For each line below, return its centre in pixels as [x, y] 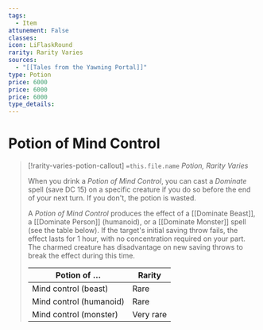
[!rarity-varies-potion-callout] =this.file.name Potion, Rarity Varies [138, 166]
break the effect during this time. [81, 256]
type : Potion [30, 75]
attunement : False [39, 30]
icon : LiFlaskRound [41, 45]
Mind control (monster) [75, 315]
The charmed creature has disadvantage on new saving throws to [135, 247]
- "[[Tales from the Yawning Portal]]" [81, 68]
